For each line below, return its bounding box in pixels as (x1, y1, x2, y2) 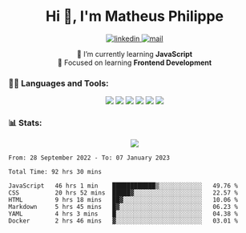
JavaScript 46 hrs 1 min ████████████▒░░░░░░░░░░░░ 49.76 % (8, 182, 239, 190)
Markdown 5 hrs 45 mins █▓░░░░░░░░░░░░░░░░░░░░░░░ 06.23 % (8, 203, 239, 211)
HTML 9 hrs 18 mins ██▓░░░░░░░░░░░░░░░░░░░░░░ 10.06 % (8, 195, 239, 203)
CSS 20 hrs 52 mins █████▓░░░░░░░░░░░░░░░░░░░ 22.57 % (8, 188, 239, 197)
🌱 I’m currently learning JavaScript (76, 49, 193, 58)
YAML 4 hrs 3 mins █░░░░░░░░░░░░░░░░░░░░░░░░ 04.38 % (8, 210, 239, 218)
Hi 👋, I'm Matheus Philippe (45, 7, 224, 26)
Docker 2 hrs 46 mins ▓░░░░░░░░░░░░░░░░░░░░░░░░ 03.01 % (8, 216, 239, 225)
